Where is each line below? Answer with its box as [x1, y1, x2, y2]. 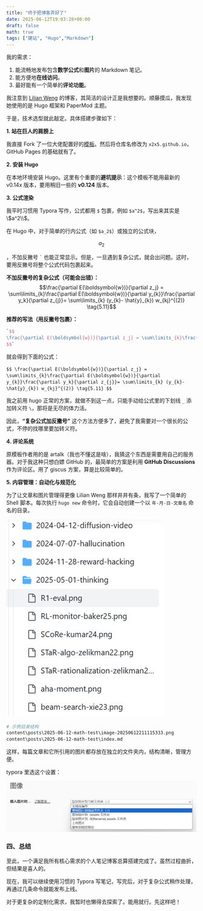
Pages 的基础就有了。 [25, 148, 80, 156]
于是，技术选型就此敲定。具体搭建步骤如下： [6, 115, 118, 122]
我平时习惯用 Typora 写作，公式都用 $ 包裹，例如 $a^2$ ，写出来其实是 [6, 207, 180, 214]
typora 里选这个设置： [6, 769, 62, 776]
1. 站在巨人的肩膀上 [6, 128, 54, 135]
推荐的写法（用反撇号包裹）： [6, 315, 78, 323]
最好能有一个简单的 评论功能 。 [14, 82, 89, 89]
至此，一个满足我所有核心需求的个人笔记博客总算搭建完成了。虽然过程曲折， [6, 857, 197, 864]
